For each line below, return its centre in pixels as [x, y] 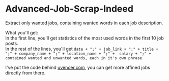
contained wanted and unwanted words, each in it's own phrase [74, 58]
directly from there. [25, 73]
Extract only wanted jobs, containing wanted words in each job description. [84, 23]
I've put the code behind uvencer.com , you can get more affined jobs [78, 67]
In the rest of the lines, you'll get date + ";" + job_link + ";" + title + [82, 49]
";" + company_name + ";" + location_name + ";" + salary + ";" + [78, 54]
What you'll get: [22, 32]
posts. [12, 43]
